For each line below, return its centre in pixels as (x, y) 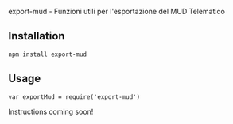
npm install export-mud (48, 54)
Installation (37, 36)
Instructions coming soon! (51, 111)
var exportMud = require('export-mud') (74, 97)
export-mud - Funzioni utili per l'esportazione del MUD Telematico (116, 11)
